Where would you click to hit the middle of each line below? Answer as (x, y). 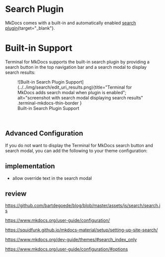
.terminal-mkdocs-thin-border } (50, 103)
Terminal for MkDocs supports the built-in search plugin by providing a (77, 62)
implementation (30, 166)
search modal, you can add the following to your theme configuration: (76, 151)
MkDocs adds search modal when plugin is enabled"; (72, 92)
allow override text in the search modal (52, 178)
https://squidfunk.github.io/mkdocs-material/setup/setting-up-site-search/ (82, 230)
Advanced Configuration (44, 133)
